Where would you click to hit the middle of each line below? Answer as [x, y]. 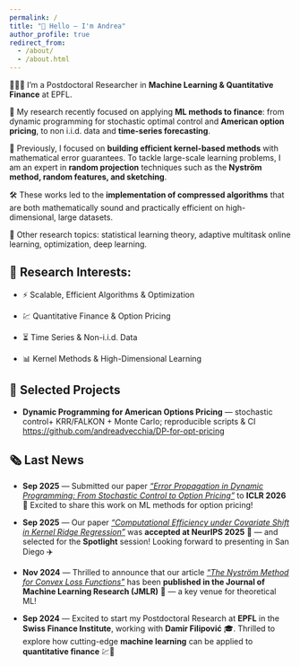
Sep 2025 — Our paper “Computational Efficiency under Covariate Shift [155, 522]
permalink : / [34, 18]
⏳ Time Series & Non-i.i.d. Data [80, 337]
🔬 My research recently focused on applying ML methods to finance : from [147, 112]
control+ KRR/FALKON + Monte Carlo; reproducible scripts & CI [139, 421]
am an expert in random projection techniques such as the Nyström [136, 167]
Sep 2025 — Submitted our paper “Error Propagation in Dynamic [143, 486]
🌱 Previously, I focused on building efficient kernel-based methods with [144, 148]
